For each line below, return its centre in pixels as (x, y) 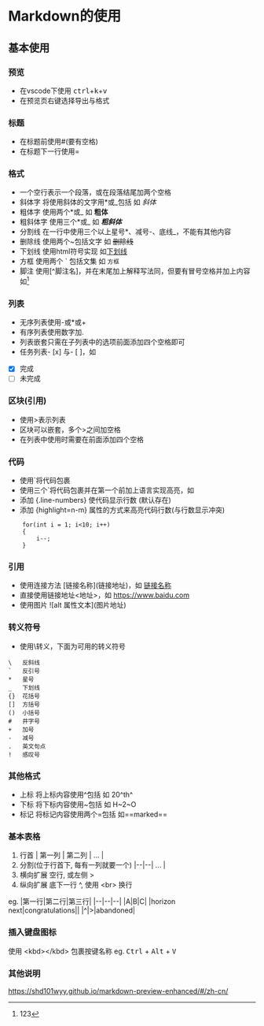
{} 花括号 (24, 696)
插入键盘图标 (33, 932)
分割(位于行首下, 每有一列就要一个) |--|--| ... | (93, 865)
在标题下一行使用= (49, 151)
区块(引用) (27, 401)
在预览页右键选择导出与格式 (64, 100)
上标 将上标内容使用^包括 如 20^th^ (76, 795)
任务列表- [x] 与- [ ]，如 (58, 352)
